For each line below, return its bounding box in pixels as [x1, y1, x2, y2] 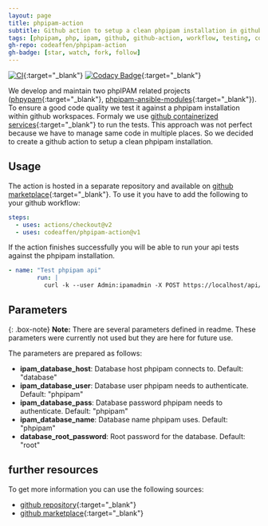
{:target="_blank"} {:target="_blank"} [23, 71, 202, 80]
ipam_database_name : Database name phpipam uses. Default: [19, 414, 229, 424]
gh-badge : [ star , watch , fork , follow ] [8, 49, 141, 57]
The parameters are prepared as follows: [8, 348, 142, 358]
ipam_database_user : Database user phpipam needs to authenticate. [19, 380, 249, 391]
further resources [8, 463, 99, 477]
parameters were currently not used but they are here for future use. [8, 332, 234, 343]
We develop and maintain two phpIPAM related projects [8, 86, 191, 96]
